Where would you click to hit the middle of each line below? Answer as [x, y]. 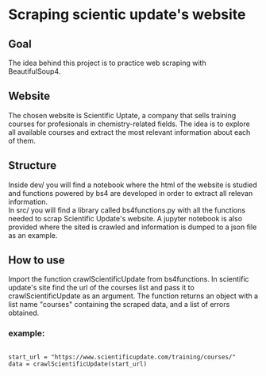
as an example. [33, 235]
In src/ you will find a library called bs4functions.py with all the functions [127, 210]
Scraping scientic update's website [127, 15]
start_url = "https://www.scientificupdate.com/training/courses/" [122, 357]
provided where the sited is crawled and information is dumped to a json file [133, 227]
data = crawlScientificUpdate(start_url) [78, 364]
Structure [33, 165]
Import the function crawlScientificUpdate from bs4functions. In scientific [129, 279]
